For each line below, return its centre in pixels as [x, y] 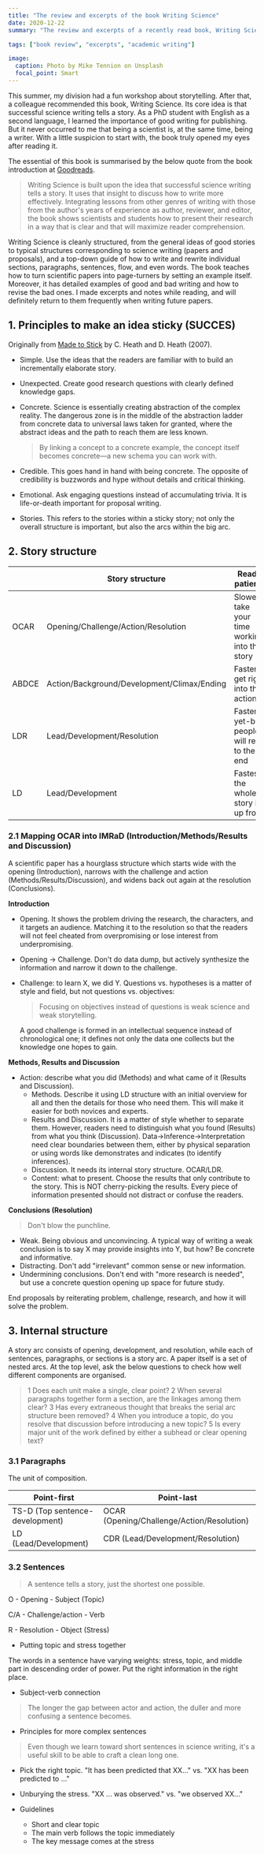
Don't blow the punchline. [69, 1225]
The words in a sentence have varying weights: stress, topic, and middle [125, 1661]
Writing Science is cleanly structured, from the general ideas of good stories [132, 242]
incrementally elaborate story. [68, 368]
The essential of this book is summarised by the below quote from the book [130, 161]
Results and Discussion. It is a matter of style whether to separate [137, 1119]
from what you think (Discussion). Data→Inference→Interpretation [138, 1136]
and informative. [46, 1257]
